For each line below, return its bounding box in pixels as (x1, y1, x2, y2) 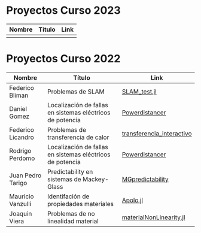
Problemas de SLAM (47, 87, 105, 96)
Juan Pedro (9, 171, 42, 180)
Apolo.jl (121, 196, 144, 204)
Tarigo (9, 178, 28, 187)
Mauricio (9, 192, 34, 201)
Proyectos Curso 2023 (6, 4, 121, 17)
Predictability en (47, 167, 93, 175)
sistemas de (47, 175, 82, 183)
